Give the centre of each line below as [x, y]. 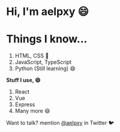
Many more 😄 [32, 111]
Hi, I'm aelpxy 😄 [47, 12]
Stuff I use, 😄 [23, 80]
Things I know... [47, 39]
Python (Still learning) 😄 [45, 68]
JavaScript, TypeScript [43, 62]
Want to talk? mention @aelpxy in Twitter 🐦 [60, 123]
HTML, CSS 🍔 [32, 56]
